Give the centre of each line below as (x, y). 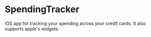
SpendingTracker (42, 9)
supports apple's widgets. (32, 28)
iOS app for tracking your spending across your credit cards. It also (75, 23)
